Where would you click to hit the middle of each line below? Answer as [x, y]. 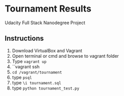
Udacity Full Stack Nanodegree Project [45, 23]
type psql [22, 77]
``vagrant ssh [26, 66]
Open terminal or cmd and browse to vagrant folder [65, 56]
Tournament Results [48, 9]
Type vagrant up [29, 61]
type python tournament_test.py [46, 88]
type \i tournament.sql [37, 82]
